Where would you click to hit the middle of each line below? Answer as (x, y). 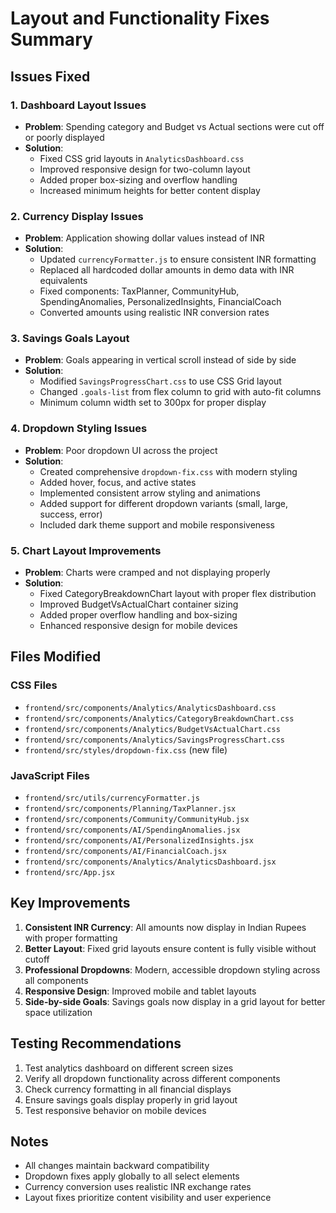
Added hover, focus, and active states (118, 482)
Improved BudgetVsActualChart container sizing (139, 604)
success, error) (71, 514)
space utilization (58, 1012)
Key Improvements (70, 903)
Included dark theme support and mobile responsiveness (157, 524)
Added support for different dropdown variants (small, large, (163, 503)
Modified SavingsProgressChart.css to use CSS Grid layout (160, 381)
